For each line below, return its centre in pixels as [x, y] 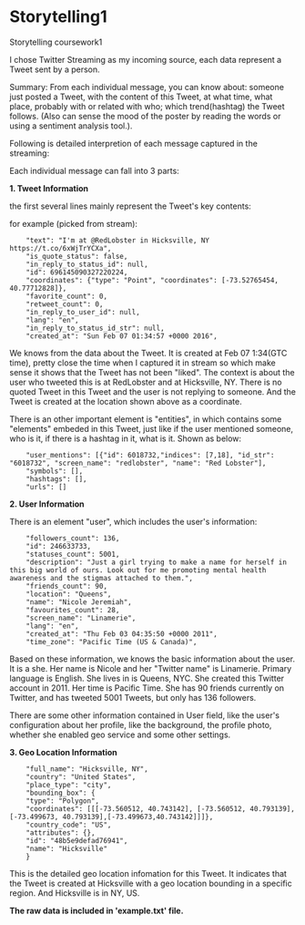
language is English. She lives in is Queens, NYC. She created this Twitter [147, 678]
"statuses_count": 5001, [73, 554]
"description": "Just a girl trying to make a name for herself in [156, 562]
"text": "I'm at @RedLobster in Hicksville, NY [117, 240]
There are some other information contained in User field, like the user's [145, 715]
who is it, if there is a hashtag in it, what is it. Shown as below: [126, 438]
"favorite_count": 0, [66, 296]
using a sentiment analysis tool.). [71, 126]
